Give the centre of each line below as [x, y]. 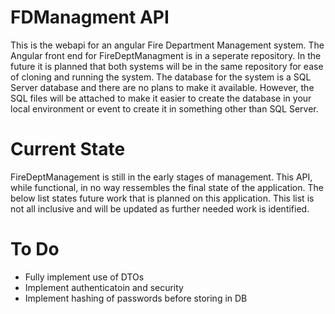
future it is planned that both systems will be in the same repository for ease [167, 66]
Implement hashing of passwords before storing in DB [136, 298]
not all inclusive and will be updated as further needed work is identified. [160, 208]
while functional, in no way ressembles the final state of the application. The [167, 187]
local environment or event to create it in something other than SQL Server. [164, 108]
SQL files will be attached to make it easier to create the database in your [161, 98]
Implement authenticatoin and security [104, 287]
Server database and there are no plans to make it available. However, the [162, 87]
